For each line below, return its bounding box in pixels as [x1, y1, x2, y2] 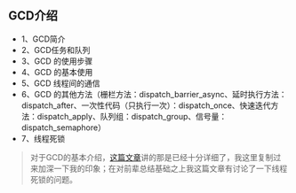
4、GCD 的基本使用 [20, 66, 93, 77]
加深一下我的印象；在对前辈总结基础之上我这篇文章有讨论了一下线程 [37, 163, 288, 174]
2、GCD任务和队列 [20, 44, 91, 55]
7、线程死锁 [20, 133, 66, 143]
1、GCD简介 [20, 34, 66, 44]
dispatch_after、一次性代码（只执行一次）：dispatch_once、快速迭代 [20, 100, 272, 111]
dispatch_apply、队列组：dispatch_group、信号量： [36, 111, 228, 121]
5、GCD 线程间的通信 [20, 78, 100, 89]
